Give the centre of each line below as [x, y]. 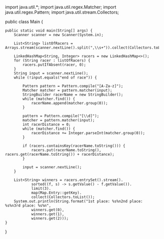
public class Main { [24, 22]
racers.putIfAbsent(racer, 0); [54, 65]
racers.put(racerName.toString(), [66, 150]
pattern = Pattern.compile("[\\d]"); [61, 116]
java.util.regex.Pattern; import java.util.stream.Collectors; [62, 12]
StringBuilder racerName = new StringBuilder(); [73, 95]
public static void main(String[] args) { [49, 31]
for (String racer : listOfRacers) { [52, 60]
